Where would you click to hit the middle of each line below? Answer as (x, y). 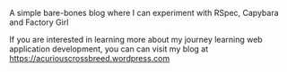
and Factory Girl (39, 22)
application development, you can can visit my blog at (109, 49)
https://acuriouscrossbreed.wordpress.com (90, 58)
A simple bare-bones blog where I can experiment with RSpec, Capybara (144, 13)
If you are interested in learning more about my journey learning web (136, 40)
